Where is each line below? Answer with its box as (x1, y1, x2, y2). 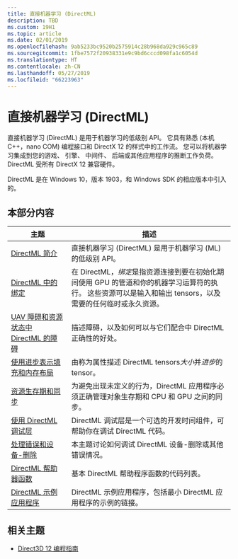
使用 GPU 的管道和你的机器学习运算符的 (78, 277, 211, 287)
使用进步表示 (11, 357, 55, 367)
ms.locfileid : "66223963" (7, 76, 84, 83)
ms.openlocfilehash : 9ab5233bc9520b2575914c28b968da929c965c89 (7, 43, 198, 50)
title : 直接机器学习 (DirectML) (7, 10, 97, 18)
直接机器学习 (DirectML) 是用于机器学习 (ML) (71, 243, 222, 253)
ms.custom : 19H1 (7, 23, 55, 30)
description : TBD (7, 17, 59, 24)
